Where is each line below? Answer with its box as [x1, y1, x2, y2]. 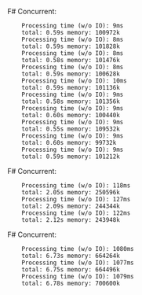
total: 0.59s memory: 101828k [21, 42, 121, 50]
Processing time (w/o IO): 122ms [21, 209, 131, 217]
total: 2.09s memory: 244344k [21, 202, 121, 210]
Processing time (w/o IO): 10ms [21, 77, 127, 85]
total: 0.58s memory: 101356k [21, 98, 121, 105]
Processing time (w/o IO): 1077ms [21, 259, 134, 267]
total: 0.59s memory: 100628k [21, 70, 121, 78]
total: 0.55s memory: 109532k [21, 125, 121, 133]
